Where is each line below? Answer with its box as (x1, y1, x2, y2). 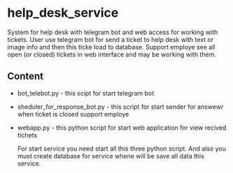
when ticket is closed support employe (17, 110, 129, 118)
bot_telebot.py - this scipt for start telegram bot (17, 89, 155, 97)
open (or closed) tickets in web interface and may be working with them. (7, 50, 217, 59)
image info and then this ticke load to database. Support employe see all (7, 43, 216, 51)
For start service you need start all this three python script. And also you (17, 144, 226, 153)
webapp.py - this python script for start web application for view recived (17, 123, 227, 132)
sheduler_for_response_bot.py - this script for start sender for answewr (17, 103, 224, 111)
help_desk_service (7, 5, 119, 21)
